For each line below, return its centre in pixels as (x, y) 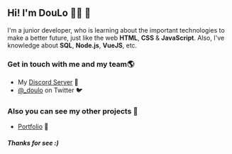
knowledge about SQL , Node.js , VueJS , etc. (72, 45)
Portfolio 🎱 (33, 127)
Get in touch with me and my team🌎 (71, 64)
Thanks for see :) (33, 143)
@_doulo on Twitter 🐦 (50, 90)
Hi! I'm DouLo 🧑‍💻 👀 (49, 13)
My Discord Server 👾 (48, 82)
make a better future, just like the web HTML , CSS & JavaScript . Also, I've (116, 38)
